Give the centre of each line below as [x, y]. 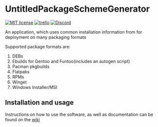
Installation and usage [39, 103]
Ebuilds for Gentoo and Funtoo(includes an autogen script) [71, 61]
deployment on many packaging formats [46, 37]
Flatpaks [21, 71]
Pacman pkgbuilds [31, 66]
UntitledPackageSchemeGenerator [78, 9]
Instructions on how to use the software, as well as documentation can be [79, 114]
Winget [19, 82]
